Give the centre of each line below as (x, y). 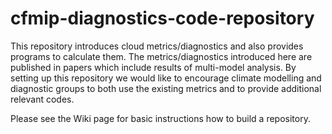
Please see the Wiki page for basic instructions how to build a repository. (160, 118)
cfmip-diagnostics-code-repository (162, 18)
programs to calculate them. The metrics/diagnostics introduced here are (161, 56)
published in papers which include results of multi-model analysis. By (153, 67)
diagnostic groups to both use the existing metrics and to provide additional (166, 88)
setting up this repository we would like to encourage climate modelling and (166, 78)
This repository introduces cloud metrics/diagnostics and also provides (157, 46)
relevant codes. (42, 99)
